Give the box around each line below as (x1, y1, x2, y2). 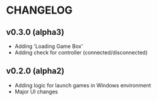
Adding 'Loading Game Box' (14, 43, 83, 50)
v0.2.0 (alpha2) (6, 66, 65, 76)
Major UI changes (14, 88, 58, 95)
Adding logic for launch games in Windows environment (14, 82, 152, 89)
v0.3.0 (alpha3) (6, 27, 65, 37)
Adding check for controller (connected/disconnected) (14, 49, 148, 56)
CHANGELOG (6, 4, 73, 17)
